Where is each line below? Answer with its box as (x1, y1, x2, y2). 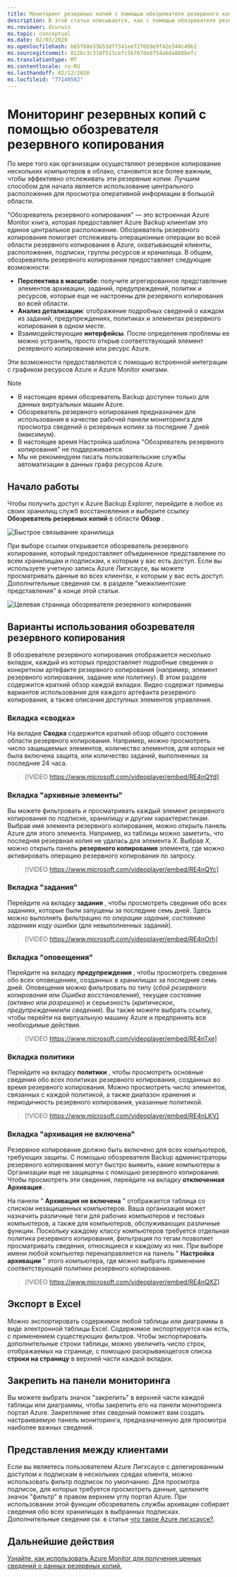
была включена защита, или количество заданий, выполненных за (7, 752, 209, 760)
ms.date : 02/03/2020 (7, 37, 68, 44)
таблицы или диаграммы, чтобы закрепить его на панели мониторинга (7, 1401, 222, 1409)
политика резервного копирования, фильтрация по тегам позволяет (7, 1234, 214, 1242)
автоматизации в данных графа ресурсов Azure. (17, 460, 164, 469)
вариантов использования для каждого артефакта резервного (7, 688, 196, 696)
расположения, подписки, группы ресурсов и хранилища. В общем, (7, 248, 213, 257)
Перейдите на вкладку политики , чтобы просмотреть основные (7, 1068, 204, 1076)
